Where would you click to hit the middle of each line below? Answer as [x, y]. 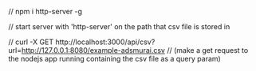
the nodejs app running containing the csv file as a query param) [114, 59]
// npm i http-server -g [45, 11]
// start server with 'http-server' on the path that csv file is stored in [119, 26]
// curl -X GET [31, 42]
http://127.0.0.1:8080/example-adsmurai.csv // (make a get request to [135, 50]
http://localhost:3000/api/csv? [105, 42]
